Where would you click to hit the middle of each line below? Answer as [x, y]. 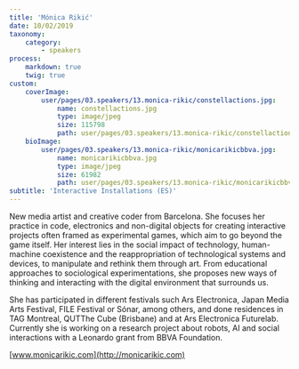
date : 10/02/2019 [41, 26]
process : [25, 59]
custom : [24, 84]
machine [25, 254]
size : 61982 [79, 174]
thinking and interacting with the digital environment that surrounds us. [139, 282]
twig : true [45, 76]
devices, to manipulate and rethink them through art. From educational [138, 264]
